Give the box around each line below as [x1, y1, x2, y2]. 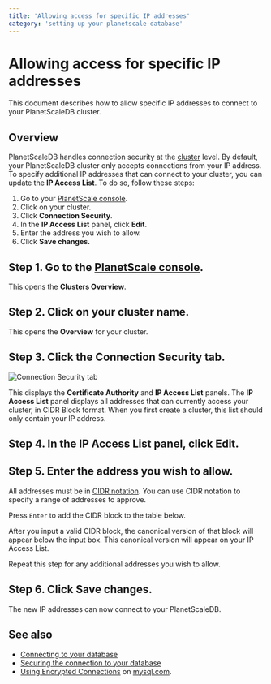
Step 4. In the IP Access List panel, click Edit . [8, 437, 239, 451]
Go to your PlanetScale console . [19, 194, 128, 204]
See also [8, 628, 53, 642]
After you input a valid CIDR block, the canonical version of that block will [8, 526, 254, 536]
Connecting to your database [19, 649, 118, 659]
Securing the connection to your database [19, 658, 161, 668]
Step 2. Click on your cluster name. [8, 305, 189, 319]
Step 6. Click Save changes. [8, 583, 153, 596]
